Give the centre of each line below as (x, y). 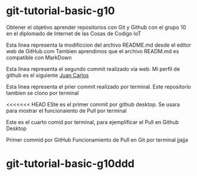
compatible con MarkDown (39, 57)
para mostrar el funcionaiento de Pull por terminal (66, 110)
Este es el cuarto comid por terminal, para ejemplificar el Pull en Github (92, 122)
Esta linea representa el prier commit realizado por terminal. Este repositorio (98, 86)
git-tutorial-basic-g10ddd (70, 164)
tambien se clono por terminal (42, 93)
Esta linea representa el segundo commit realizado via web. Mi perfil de (93, 69)
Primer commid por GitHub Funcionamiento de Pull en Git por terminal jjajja (97, 139)
